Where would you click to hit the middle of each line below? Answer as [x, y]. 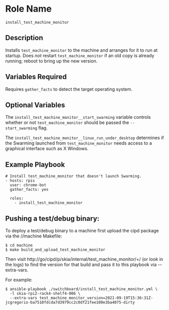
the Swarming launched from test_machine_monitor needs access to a [79, 143]
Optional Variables [35, 105]
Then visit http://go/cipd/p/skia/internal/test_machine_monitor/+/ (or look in [84, 259]
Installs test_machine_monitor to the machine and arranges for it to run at [81, 50]
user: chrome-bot [28, 185]
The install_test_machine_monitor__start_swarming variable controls [78, 117]
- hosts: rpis [20, 181]
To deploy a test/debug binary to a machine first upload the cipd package [82, 231]
